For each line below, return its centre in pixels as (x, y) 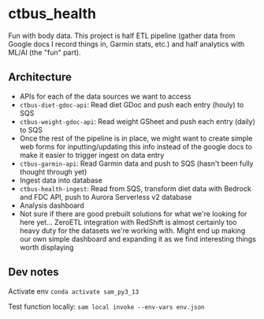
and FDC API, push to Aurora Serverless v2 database (106, 197)
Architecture (40, 77)
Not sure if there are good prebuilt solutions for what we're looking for (133, 213)
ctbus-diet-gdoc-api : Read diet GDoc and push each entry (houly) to (132, 104)
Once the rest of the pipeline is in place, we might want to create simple (136, 138)
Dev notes (33, 272)
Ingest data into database (61, 180)
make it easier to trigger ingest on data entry (92, 155)
